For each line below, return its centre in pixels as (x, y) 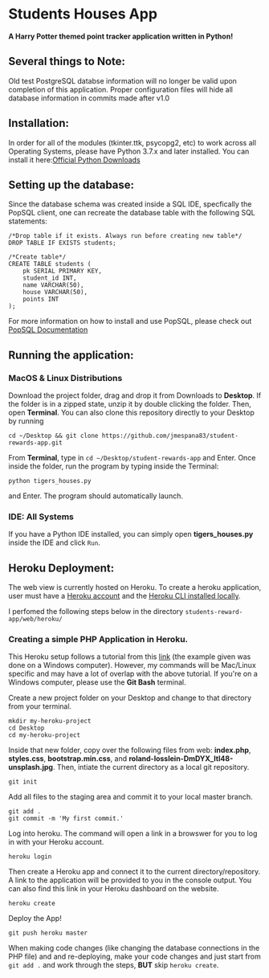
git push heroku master (48, 933)
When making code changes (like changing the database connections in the (134, 948)
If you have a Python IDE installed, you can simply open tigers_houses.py (131, 534)
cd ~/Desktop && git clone (53, 436)
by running (26, 421)
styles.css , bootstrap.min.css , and (67, 759)
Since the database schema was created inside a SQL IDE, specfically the (130, 204)
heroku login (30, 857)
